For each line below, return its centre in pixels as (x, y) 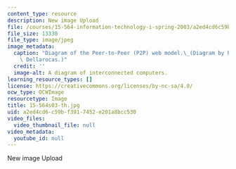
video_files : (26, 118)
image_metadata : (31, 46)
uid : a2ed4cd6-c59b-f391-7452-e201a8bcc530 (72, 112)
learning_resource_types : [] (50, 79)
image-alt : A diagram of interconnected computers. (91, 73)
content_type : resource (42, 14)
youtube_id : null (39, 138)
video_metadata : (31, 132)
